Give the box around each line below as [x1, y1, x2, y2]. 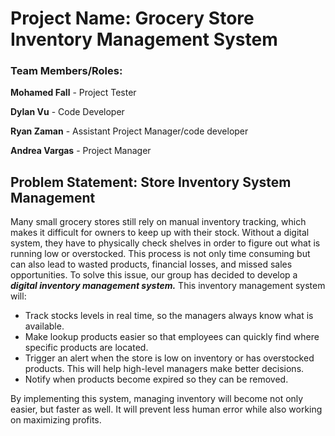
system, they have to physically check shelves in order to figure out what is [10, 237, 321, 249]
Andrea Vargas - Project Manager [10, 145, 152, 157]
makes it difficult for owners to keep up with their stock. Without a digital [10, 227, 310, 239]
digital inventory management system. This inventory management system [10, 280, 326, 292]
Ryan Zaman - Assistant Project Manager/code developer [10, 125, 249, 137]
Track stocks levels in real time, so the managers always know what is [24, 310, 314, 322]
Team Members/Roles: [10, 64, 123, 78]
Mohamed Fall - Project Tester [10, 87, 137, 99]
